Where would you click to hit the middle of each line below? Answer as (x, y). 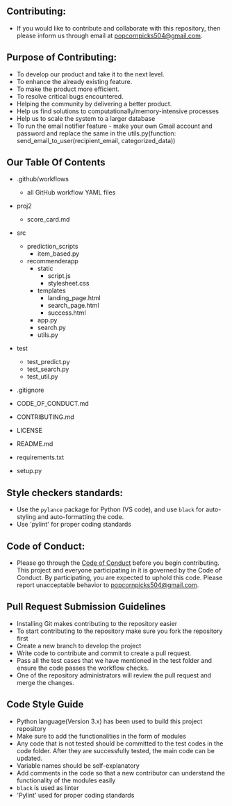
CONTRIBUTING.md (45, 417)
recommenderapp (53, 261)
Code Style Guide (45, 705)
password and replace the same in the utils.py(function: (96, 133)
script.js (59, 276)
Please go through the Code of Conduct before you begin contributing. (118, 563)
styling (26, 517)
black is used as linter (48, 787)
